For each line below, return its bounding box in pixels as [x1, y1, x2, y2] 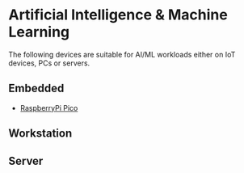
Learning [8, 23, 70, 41]
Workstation [8, 127, 73, 141]
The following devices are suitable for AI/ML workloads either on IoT [8, 49, 236, 59]
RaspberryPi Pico [19, 103, 78, 112]
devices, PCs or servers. [8, 58, 90, 68]
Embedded [8, 82, 65, 95]
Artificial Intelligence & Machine [8, 6, 228, 24]
